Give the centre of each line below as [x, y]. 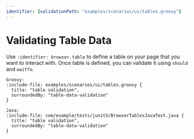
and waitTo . [20, 69]
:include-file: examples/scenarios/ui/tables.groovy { [74, 85]
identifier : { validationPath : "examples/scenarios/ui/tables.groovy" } [94, 11]
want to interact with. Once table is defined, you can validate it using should [97, 62]
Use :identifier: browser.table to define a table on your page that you [93, 57]
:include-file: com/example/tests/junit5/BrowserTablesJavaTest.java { [95, 115]
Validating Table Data [59, 40]
